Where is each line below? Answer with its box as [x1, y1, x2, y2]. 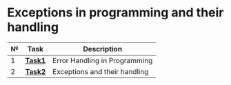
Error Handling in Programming [52, 56, 153, 65]
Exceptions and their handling [52, 66, 149, 76]
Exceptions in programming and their [7, 5, 224, 21]
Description [82, 44, 123, 53]
